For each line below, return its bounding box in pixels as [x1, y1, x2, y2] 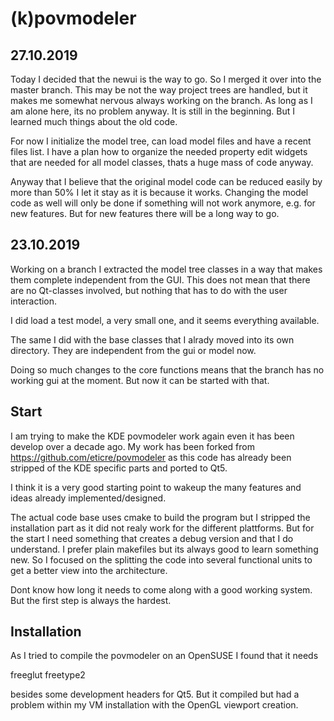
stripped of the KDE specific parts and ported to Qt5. [10, 462, 228, 474]
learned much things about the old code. [10, 116, 178, 127]
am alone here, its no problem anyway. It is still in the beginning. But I [10, 105, 295, 117]
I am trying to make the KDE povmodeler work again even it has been [10, 430, 295, 442]
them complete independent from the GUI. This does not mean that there [10, 273, 311, 286]
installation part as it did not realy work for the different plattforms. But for [10, 522, 315, 534]
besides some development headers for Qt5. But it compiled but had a [10, 688, 300, 701]
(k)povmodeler [10, 7, 137, 30]
